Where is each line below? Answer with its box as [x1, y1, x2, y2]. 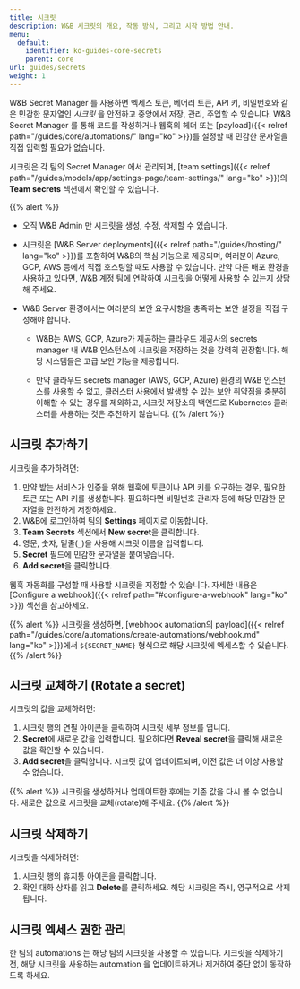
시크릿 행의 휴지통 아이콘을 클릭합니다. [21, 871, 157, 881]
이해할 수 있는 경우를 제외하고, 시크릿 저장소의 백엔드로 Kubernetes [35, 396, 272, 408]
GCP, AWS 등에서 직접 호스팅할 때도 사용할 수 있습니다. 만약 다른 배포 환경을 [21, 261, 290, 272]
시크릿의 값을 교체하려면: [9, 703, 96, 714]
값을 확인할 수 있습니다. [21, 745, 105, 756]
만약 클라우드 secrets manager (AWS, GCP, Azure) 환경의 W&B [35, 374, 262, 386]
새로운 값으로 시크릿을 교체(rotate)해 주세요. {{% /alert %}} [21, 797, 230, 808]
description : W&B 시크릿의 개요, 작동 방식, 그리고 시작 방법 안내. [9, 22, 235, 30]
